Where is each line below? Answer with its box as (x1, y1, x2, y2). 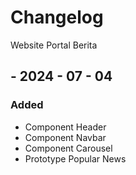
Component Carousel (24, 142, 113, 154)
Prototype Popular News (24, 152, 127, 165)
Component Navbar (24, 131, 107, 143)
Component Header (24, 121, 107, 133)
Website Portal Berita (10, 39, 98, 51)
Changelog (10, 6, 104, 29)
